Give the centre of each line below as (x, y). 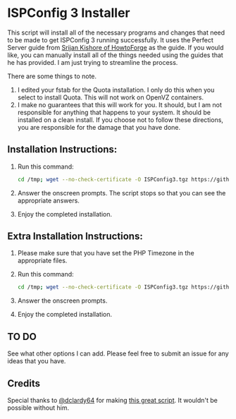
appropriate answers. (48, 200)
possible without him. (38, 408)
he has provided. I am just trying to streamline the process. (93, 62)
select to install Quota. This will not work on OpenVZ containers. (111, 97)
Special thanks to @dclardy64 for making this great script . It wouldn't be (113, 400)
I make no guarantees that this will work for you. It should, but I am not (119, 104)
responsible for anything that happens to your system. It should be (114, 112)
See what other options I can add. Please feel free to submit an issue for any (118, 353)
